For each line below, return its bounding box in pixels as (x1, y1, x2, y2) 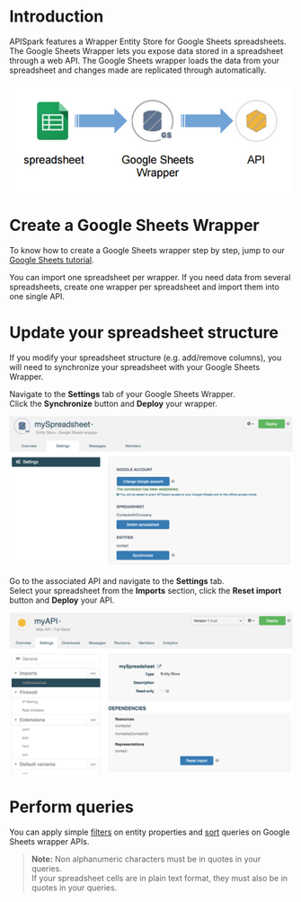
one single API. (9, 290, 66, 302)
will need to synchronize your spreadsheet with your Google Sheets (9, 361, 261, 372)
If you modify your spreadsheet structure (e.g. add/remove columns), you (9, 352, 282, 363)
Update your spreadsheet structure (9, 322, 279, 342)
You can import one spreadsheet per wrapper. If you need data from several (9, 271, 291, 282)
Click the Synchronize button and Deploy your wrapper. (9, 398, 218, 409)
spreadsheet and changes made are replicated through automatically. (9, 65, 267, 75)
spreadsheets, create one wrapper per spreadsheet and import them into (9, 281, 280, 292)
